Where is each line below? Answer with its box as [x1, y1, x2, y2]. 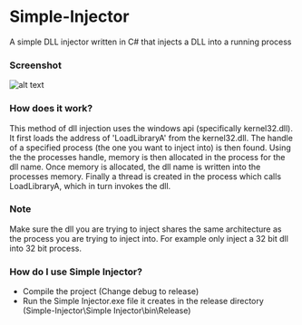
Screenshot [9, 59, 62, 72]
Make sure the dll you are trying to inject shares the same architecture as [9, 224, 282, 234]
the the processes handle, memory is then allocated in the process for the [9, 151, 286, 162]
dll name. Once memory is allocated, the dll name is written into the [9, 161, 261, 172]
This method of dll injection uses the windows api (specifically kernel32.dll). [9, 122, 293, 133]
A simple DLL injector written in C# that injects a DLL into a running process [9, 36, 292, 47]
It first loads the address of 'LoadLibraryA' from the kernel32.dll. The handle [9, 132, 293, 143]
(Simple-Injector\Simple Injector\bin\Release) [22, 305, 191, 316]
